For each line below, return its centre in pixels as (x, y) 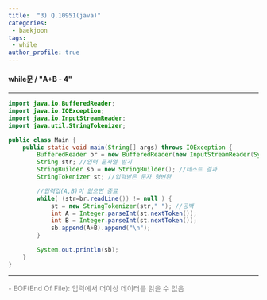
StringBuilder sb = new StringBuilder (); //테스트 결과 (127, 170)
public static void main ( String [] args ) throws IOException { (128, 148)
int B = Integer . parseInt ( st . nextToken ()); (124, 221)
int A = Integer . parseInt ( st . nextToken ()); (124, 213)
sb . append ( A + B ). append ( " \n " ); (101, 228)
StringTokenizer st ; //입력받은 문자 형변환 (104, 177)
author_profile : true (44, 52)
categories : (28, 23)
